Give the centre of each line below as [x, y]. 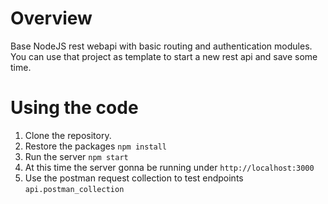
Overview [51, 18]
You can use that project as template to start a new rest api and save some [164, 56]
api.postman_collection [74, 189]
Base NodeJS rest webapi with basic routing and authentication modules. [161, 46]
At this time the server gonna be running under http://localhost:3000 [169, 167]
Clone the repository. [68, 135]
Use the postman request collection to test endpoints [134, 178]
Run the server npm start [76, 156]
